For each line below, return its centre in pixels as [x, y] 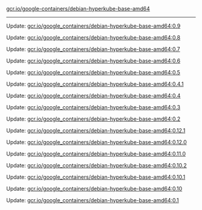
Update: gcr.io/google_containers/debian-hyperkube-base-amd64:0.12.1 [96, 130]
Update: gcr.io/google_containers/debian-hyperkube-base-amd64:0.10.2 [97, 165]
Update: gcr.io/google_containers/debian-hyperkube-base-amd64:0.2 [93, 119]
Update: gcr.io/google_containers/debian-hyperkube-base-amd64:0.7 [93, 49]
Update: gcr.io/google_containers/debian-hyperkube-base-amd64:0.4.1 [95, 84]
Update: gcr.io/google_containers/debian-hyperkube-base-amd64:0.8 [93, 37]
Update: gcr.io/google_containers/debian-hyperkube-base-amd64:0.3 [93, 107]
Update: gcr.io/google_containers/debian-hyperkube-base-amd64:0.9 [93, 26]
